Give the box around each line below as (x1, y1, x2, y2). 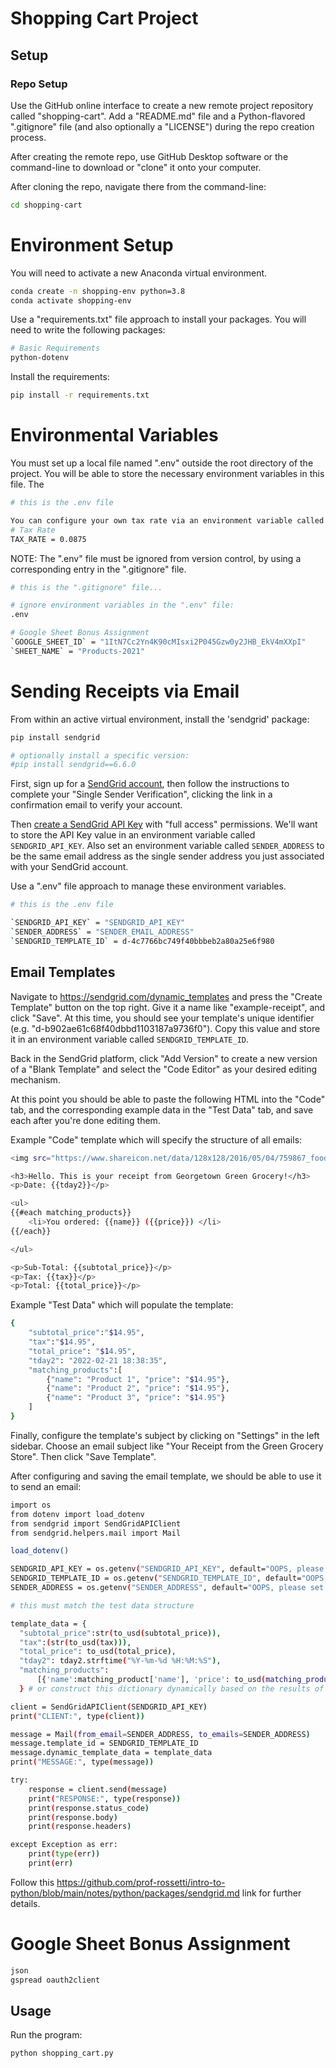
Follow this (10, 1876, 55, 1888)
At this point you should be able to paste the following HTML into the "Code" (10, 1093, 326, 1105)
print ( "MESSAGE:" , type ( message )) (10, 1757, 155, 1767)
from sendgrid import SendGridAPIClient (10, 1518, 182, 1529)
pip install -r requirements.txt (10, 390, 150, 401)
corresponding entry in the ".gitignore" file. (10, 563, 187, 575)
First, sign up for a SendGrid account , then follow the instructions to (10, 778, 290, 790)
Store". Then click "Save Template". (10, 1450, 157, 1462)
